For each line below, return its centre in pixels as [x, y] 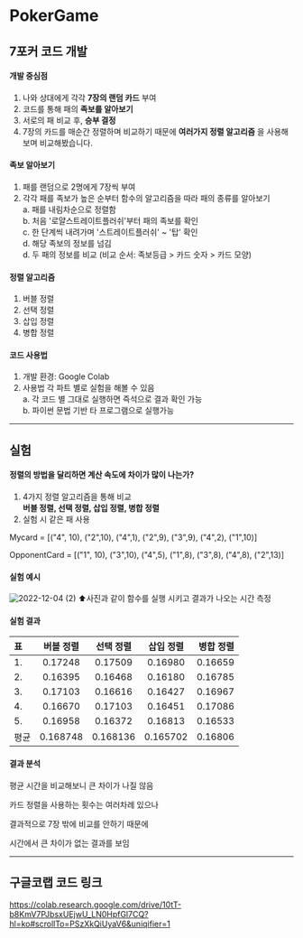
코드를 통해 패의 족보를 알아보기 [78, 108]
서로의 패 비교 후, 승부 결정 [69, 120]
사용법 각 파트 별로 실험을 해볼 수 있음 [88, 388]
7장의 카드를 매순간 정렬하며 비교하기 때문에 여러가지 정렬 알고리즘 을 [143, 131]
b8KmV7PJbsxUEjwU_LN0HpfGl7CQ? [79, 915]
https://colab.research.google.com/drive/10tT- [96, 905]
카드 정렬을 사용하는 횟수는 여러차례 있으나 [84, 804]
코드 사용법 [28, 355]
